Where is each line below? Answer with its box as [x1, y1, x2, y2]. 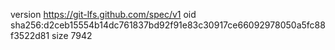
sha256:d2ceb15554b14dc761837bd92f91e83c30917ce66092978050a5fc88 [10, 19, 326, 31]
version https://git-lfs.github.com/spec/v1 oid [10, 9, 197, 20]
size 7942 [51, 30, 93, 41]
